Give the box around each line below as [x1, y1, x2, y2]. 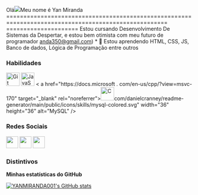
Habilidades [6, 59, 41, 67]
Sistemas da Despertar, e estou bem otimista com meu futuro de [6, 31, 164, 39]
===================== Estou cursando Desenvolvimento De [6, 25, 170, 32]
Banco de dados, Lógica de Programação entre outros [6, 44, 139, 51]
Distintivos [6, 157, 39, 165]
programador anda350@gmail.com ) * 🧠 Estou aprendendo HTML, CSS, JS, [6, 38, 190, 44]
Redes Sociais [6, 122, 48, 130]
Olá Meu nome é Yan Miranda [6, 7, 83, 13]
